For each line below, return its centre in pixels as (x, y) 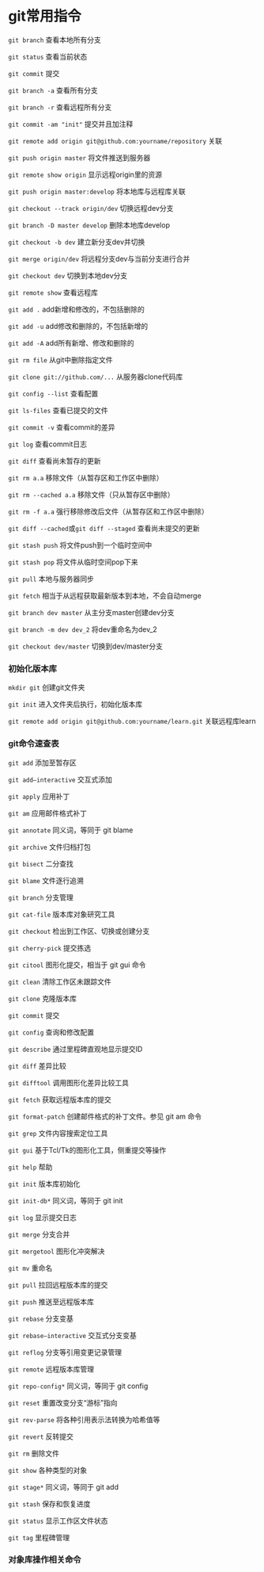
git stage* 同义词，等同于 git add (63, 1486)
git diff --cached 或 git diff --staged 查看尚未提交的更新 (104, 528)
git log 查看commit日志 (47, 444)
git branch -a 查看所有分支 (53, 90)
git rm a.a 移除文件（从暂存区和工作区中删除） (86, 477)
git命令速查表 (34, 744)
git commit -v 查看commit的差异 (62, 427)
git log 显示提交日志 (43, 1217)
